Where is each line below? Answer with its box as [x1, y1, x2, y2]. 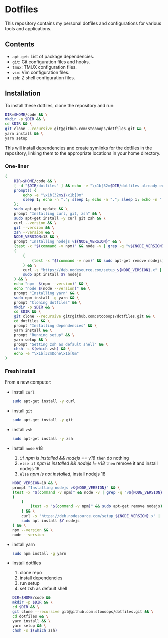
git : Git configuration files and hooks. [12, 59, 90, 65]
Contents [5, 40, 35, 49]
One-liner [5, 162, 29, 169]
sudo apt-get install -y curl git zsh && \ [14, 216, 106, 221]
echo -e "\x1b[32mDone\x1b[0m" [14, 351, 79, 356]
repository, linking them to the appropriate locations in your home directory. [5, 150, 161, 156]
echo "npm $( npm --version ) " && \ [14, 281, 88, 287]
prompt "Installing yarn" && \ [14, 290, 79, 296]
